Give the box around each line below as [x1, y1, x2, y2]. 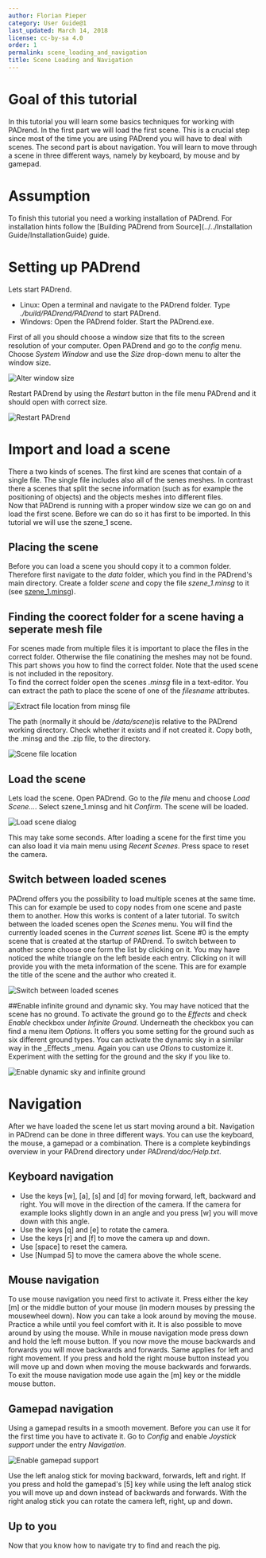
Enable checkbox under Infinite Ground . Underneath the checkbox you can [8, 1017, 254, 1028]
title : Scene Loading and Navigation [8, 57, 133, 65]
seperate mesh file [8, 622, 103, 636]
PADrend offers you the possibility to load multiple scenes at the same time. [8, 894, 256, 903]
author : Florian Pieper [8, 11, 87, 20]
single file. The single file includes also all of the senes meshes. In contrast [8, 475, 253, 484]
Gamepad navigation [8, 1402, 114, 1415]
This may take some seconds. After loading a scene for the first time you [8, 833, 246, 843]
